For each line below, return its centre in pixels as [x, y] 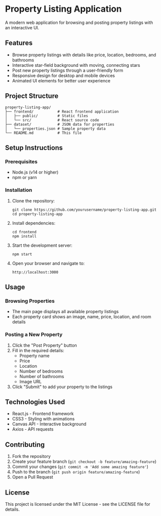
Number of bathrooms [42, 376]
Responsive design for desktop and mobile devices [63, 75]
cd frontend [24, 232]
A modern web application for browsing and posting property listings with [79, 22]
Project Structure [32, 96]
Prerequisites [21, 161]
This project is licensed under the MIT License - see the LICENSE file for [78, 504]
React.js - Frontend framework [43, 414]
